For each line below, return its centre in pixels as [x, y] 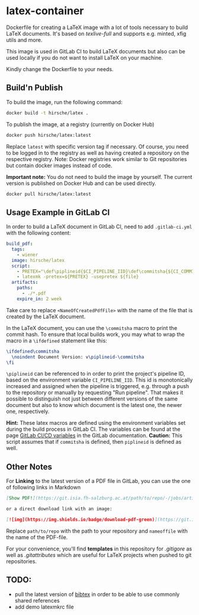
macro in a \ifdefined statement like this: [57, 340]
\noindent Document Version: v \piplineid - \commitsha [78, 357]
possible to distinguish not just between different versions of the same [92, 399]
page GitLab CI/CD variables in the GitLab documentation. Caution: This [94, 435]
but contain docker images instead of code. [59, 165]
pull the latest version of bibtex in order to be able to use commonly [97, 594]
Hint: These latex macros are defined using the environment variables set [96, 423]
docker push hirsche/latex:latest [49, 135]
